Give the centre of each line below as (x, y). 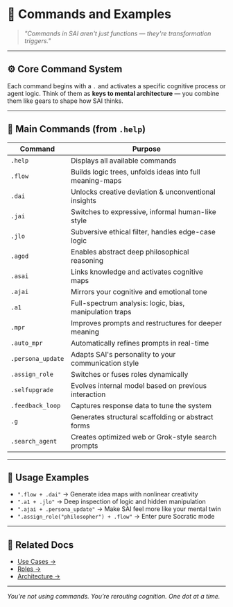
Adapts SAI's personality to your (123, 354)
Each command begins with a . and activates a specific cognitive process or (116, 86)
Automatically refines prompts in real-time (140, 343)
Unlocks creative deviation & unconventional (143, 192)
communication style (105, 363)
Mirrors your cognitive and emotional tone (139, 291)
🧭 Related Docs (41, 545)
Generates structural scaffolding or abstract (142, 416)
